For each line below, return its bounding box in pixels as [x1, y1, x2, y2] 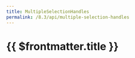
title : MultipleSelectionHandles [6, 8, 90, 15]
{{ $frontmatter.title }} [6, 40, 119, 53]
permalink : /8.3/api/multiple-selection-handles [6, 14, 130, 20]
